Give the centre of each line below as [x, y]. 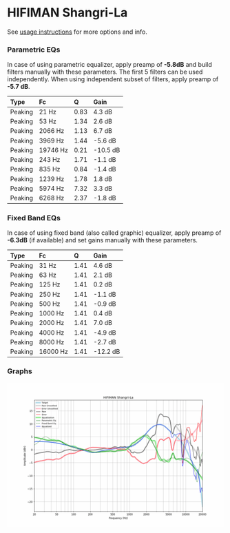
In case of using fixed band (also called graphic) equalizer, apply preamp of [114, 233]
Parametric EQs [34, 50]
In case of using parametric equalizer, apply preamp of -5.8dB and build [109, 65]
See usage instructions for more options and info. [77, 32]
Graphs [20, 371]
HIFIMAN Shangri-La [67, 13]
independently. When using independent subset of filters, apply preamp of [113, 79]
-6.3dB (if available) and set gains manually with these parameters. [103, 240]
